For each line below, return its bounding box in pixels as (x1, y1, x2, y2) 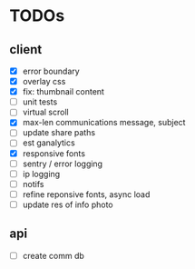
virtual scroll (22, 106, 70, 118)
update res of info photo (22, 199, 113, 210)
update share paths (22, 127, 96, 138)
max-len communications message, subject (22, 117, 186, 128)
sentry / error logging (22, 158, 102, 169)
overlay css (22, 76, 66, 87)
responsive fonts (22, 147, 86, 159)
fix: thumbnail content (22, 86, 104, 97)
